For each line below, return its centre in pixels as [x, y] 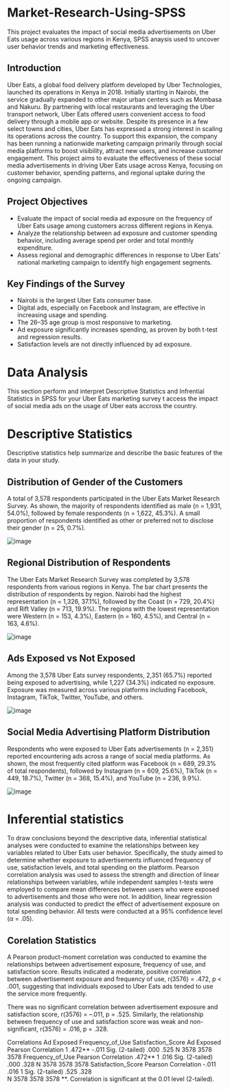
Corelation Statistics [52, 940]
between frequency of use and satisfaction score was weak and [98, 1022]
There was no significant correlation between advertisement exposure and [113, 1007]
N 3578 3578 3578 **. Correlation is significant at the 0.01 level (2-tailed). [111, 1079]
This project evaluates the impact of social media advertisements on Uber [112, 32]
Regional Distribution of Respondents [89, 563]
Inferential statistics [66, 819]
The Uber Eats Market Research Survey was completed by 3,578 [99, 579]
